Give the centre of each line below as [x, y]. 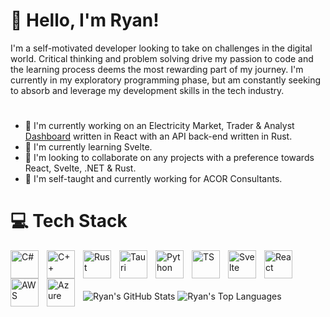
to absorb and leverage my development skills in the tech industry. [147, 90]
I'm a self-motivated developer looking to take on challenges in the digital [161, 48]
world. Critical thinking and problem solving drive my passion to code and [162, 58]
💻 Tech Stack [69, 221]
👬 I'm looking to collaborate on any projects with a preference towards [169, 158]
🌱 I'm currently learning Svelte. [88, 147]
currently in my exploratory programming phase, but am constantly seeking [166, 80]
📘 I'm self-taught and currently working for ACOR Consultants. [153, 179]
